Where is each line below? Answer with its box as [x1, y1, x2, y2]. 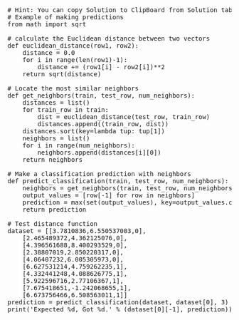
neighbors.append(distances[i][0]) [37, 149, 161, 156]
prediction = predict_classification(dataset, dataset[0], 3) [7, 299, 229, 306]
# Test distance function [7, 220, 98, 227]
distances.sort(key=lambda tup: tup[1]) [22, 128, 166, 135]
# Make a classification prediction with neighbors [7, 170, 192, 177]
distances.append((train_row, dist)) [37, 120, 169, 128]
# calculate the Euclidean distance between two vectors [7, 35, 211, 42]
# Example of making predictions [7, 14, 124, 21]
